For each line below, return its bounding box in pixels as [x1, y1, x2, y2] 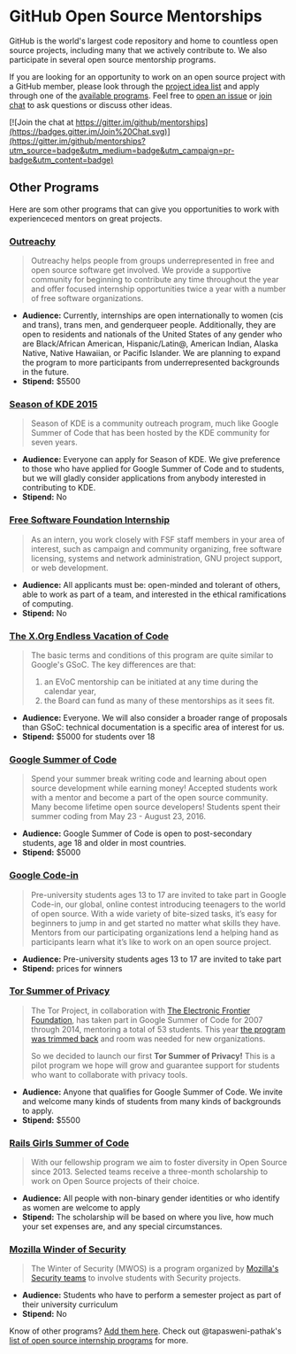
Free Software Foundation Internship [9, 514, 171, 526]
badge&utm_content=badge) [9, 154, 114, 165]
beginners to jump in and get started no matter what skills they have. [30, 917, 281, 928]
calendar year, [43, 685, 97, 696]
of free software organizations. [30, 293, 144, 304]
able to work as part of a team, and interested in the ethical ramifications [21, 589, 287, 600]
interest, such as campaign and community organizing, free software [30, 543, 283, 554]
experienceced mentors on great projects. [9, 213, 163, 223]
